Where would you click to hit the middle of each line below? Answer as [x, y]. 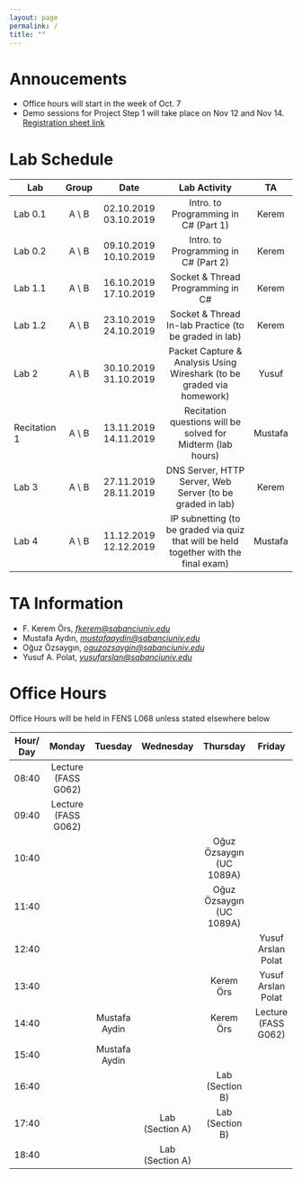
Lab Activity [205, 188]
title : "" [28, 34]
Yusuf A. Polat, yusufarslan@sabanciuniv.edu [107, 657]
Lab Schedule [62, 159]
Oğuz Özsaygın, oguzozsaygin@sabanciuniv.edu [113, 647]
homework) [205, 397]
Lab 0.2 [30, 251]
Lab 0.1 [30, 214]
